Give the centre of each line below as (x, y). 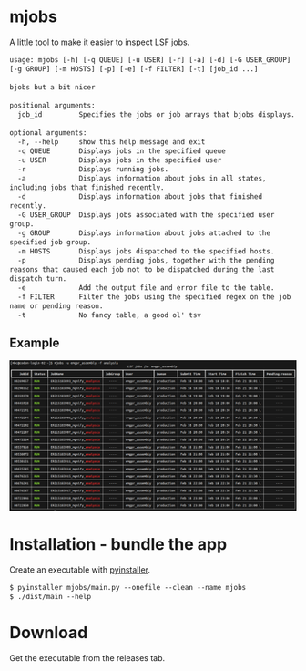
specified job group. (51, 242)
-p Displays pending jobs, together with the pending (146, 260)
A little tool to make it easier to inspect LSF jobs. (100, 42)
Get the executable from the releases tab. (87, 657)
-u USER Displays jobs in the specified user (120, 160)
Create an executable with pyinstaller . (80, 569)
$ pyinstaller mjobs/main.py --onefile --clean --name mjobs (128, 587)
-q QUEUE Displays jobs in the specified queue (122, 151)
